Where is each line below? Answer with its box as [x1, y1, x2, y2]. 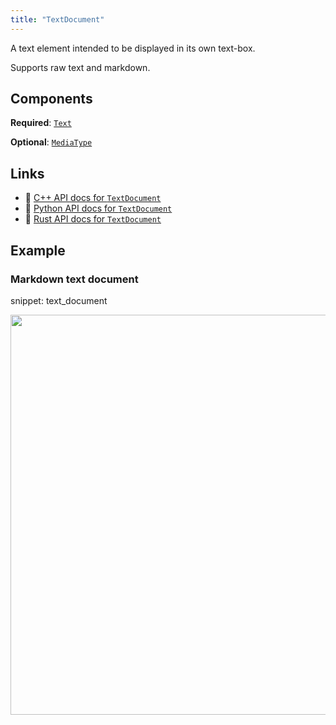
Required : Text [10, 117, 72, 129]
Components [10, 91, 93, 108]
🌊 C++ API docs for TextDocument [24, 192, 162, 204]
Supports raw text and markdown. [10, 61, 151, 73]
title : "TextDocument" [10, 14, 105, 25]
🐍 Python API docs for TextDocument [24, 202, 173, 215]
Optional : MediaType [10, 136, 93, 148]
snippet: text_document [10, 294, 108, 306]
